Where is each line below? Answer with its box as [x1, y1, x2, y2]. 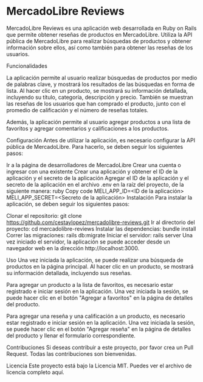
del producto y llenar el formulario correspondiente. [6, 331, 136, 339]
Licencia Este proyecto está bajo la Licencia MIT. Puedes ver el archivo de [6, 362, 193, 369]
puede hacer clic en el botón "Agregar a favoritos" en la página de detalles [6, 294, 193, 301]
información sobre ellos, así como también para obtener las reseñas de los [6, 44, 193, 51]
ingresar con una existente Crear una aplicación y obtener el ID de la [6, 168, 178, 175]
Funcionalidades [6, 62, 47, 70]
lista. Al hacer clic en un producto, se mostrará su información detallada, [6, 87, 188, 94]
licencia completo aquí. [6, 368, 65, 376]
